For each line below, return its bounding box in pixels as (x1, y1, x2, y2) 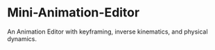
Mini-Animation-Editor (7, 5, 140, 21)
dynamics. (7, 34, 37, 42)
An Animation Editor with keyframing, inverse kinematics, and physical (7, 27, 208, 36)
